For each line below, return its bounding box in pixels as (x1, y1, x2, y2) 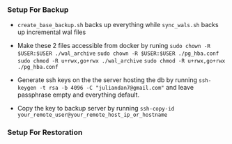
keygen (17, 85, 37, 92)
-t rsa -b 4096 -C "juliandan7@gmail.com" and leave (39, 83, 194, 92)
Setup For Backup (7, 5, 69, 15)
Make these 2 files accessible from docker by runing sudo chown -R (17, 42, 211, 50)
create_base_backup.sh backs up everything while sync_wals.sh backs (17, 21, 219, 29)
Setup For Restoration (7, 127, 83, 137)
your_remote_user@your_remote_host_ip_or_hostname (17, 111, 168, 119)
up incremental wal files (17, 28, 86, 36)
